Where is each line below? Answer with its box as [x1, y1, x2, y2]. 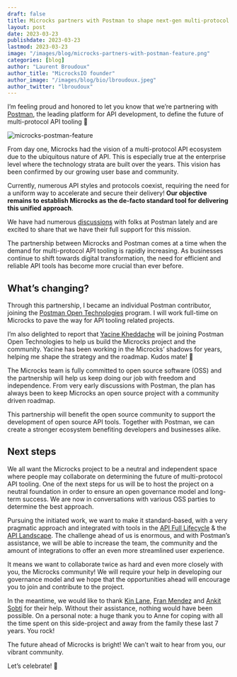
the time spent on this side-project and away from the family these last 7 [7, 619, 219, 627]
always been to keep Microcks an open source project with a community [7, 389, 219, 397]
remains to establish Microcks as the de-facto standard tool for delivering [7, 197, 229, 205]
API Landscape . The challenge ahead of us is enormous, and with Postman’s [7, 531, 231, 539]
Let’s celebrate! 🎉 [7, 661, 58, 670]
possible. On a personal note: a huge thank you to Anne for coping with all [7, 611, 224, 620]
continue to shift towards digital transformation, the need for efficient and [7, 254, 221, 263]
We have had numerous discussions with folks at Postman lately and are [7, 218, 218, 226]
